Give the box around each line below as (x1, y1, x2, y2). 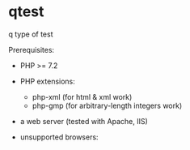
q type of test (8, 29, 53, 39)
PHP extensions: (19, 76, 75, 86)
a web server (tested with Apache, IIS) (19, 116, 148, 126)
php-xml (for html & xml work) (32, 92, 133, 101)
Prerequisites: (8, 45, 55, 54)
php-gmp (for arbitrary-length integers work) (32, 101, 183, 110)
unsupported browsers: (19, 132, 99, 142)
